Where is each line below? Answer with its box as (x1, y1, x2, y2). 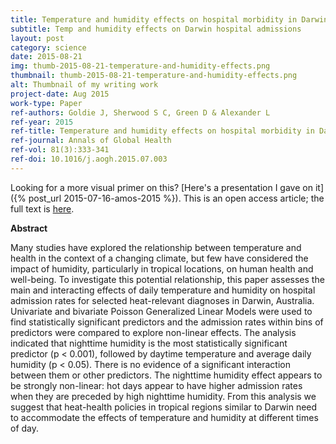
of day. (10, 422, 40, 434)
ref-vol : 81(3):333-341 (10, 145, 110, 155)
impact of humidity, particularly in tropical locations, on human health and (10, 262, 314, 275)
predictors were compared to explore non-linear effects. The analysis (10, 326, 297, 338)
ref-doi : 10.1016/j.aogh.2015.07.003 (10, 154, 168, 164)
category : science (10, 42, 87, 53)
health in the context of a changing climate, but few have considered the (10, 252, 309, 264)
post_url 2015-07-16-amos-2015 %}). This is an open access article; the (28, 192, 325, 204)
